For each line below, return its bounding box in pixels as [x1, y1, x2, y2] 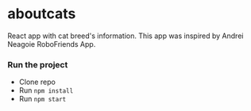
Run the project [7, 59, 68, 70]
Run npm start [18, 94, 67, 104]
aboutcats [7, 5, 76, 23]
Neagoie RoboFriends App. [7, 39, 96, 48]
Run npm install [18, 86, 74, 95]
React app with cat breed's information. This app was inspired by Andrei [7, 31, 244, 40]
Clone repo [18, 77, 56, 87]
